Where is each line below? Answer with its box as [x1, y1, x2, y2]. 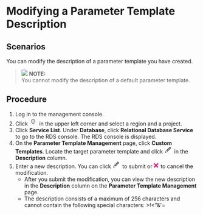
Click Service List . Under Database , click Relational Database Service [15, 126, 193, 133]
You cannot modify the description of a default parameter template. [21, 77, 190, 83]
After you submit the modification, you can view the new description [24, 175, 196, 183]
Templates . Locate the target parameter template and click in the [15, 147, 188, 155]
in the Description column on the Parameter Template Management [24, 182, 197, 189]
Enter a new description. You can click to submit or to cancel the [15, 163, 193, 170]
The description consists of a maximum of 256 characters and [24, 195, 181, 202]
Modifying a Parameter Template [6, 4, 175, 18]
